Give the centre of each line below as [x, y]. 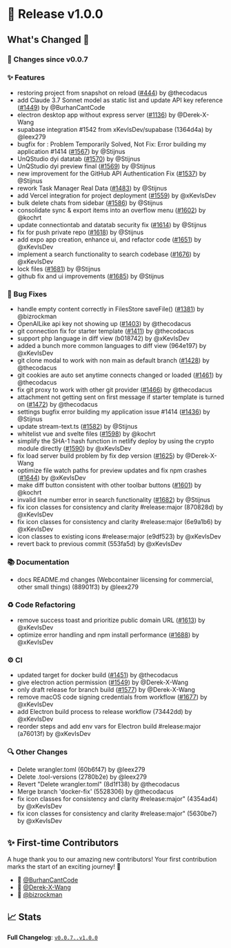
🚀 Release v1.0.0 [55, 14]
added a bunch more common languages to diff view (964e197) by [112, 346]
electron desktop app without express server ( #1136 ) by [96, 115]
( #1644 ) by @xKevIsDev [51, 478]
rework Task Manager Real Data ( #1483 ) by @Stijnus [92, 188]
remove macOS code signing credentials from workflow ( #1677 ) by [112, 697]
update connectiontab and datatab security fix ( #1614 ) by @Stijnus [112, 224]
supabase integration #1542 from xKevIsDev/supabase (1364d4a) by [114, 129]
